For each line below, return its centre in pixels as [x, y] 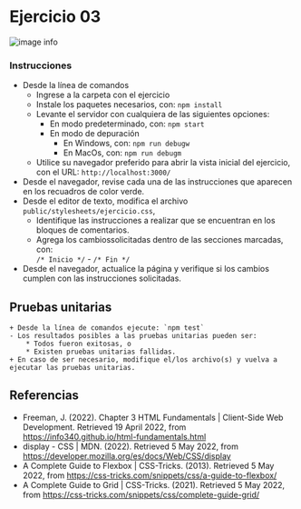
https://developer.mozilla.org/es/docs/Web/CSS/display [126, 455]
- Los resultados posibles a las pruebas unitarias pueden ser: [133, 336]
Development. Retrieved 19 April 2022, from [104, 427]
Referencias [44, 396]
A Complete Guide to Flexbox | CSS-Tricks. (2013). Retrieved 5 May [148, 465]
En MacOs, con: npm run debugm [122, 153]
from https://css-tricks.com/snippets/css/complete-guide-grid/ [141, 494]
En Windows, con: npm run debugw [126, 144]
